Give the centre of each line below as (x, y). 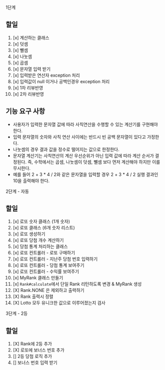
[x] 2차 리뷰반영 (28, 94)
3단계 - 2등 (17, 313)
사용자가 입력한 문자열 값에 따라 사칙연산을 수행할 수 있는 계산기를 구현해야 (85, 124)
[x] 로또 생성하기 (29, 234)
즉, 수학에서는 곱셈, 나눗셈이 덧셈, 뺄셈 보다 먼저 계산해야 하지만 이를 (94, 162)
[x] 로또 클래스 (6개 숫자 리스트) (44, 228)
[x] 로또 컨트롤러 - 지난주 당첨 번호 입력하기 (55, 259)
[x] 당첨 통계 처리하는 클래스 (40, 246)
